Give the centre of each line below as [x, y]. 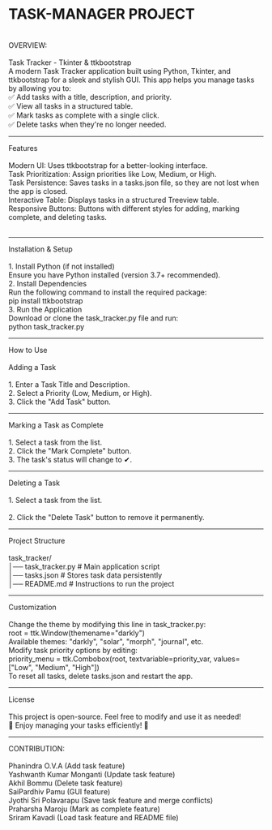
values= [227, 659]
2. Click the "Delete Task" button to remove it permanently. [106, 517]
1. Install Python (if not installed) [62, 266]
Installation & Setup [40, 249]
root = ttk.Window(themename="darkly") [77, 633]
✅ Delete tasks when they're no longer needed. [87, 124]
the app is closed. [38, 191]
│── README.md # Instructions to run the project [91, 583]
